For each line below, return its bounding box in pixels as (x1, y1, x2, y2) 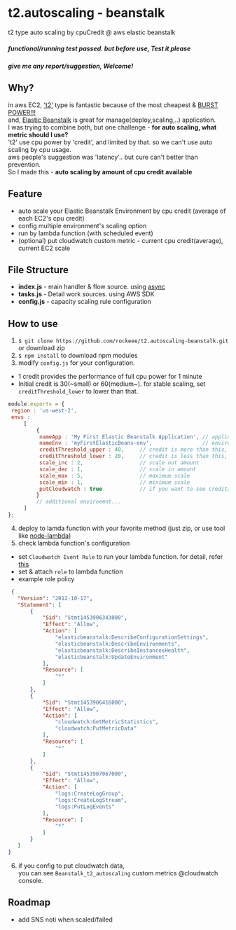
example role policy (18, 574, 75, 583)
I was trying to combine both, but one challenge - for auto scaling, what (8, 123, 217, 131)
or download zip (18, 344, 65, 352)
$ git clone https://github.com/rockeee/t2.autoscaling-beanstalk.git (18, 338, 229, 345)
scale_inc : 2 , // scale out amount (39, 459, 200, 466)
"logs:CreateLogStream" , (55, 796, 128, 803)
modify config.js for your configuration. (18, 359, 135, 367)
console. (18, 876, 43, 884)
